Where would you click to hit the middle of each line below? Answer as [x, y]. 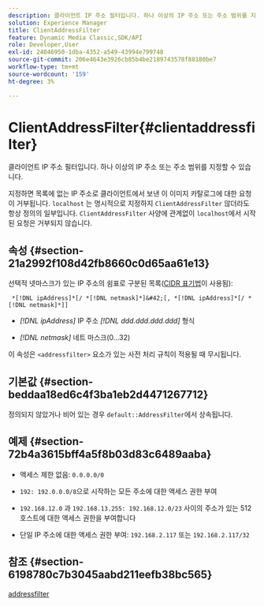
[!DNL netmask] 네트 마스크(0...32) [75, 338]
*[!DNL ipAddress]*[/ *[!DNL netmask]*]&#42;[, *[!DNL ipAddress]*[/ [128, 298]
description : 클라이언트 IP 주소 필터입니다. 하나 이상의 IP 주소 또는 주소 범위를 [128, 15]
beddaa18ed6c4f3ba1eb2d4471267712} [108, 394]
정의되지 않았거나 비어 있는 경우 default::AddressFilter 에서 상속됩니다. [121, 414]
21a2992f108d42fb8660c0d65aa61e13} [109, 263]
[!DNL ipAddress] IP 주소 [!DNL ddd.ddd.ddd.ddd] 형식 [107, 321]
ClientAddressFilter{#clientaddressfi [132, 127]
